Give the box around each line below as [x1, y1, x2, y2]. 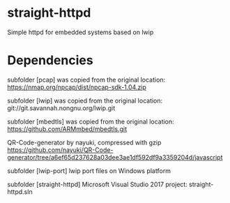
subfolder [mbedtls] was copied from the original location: [7, 117, 174, 126]
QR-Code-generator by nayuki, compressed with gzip [7, 138, 162, 146]
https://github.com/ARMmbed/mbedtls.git [7, 124, 128, 133]
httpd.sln [7, 187, 33, 196]
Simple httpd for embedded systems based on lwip [7, 28, 154, 36]
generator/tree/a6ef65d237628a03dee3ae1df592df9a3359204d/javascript [7, 153, 223, 161]
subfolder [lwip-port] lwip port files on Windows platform [7, 166, 171, 175]
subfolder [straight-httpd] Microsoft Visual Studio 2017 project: [7, 180, 188, 188]
